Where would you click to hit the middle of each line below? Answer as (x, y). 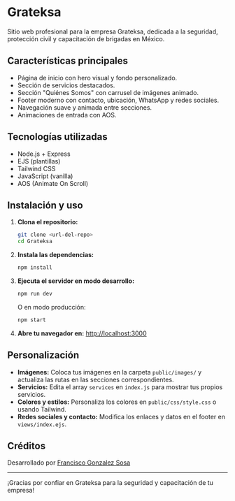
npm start (32, 320)
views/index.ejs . (42, 424)
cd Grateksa (35, 242)
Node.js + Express (44, 154)
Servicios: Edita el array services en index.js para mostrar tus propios (120, 387)
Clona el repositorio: (48, 222)
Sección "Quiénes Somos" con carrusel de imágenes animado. (108, 92)
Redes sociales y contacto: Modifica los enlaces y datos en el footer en (121, 416)
